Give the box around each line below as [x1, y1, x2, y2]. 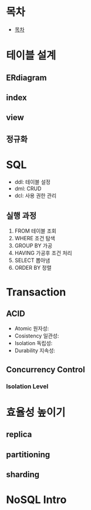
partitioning [6, 449, 50, 459]
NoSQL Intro [6, 493, 67, 506]
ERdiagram [6, 72, 47, 82]
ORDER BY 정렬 [14, 264, 52, 271]
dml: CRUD [14, 185, 42, 192]
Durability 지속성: [14, 347, 56, 354]
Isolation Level [6, 382, 49, 390]
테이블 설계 [6, 49, 56, 62]
